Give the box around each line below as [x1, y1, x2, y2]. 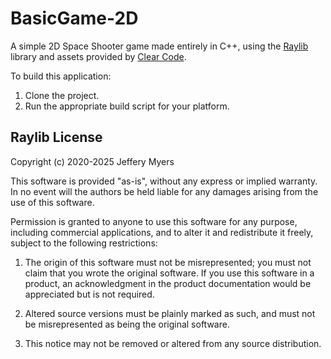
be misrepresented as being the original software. [24, 318, 230, 330]
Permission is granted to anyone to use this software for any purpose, [10, 215, 298, 227]
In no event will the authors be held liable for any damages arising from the [10, 185, 319, 197]
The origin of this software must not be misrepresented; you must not [24, 256, 312, 268]
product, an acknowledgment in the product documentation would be [24, 277, 312, 289]
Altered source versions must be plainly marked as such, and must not [24, 307, 316, 319]
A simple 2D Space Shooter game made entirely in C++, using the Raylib [10, 40, 309, 52]
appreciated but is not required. [24, 288, 155, 300]
